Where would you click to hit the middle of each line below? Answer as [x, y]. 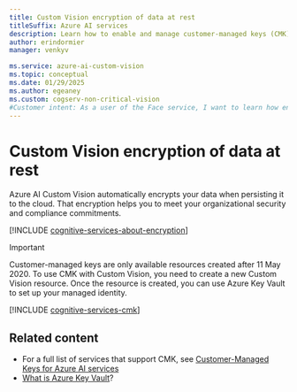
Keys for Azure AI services [70, 369]
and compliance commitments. [65, 213]
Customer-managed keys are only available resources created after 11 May [145, 265]
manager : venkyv [39, 50]
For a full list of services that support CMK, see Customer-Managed [145, 359]
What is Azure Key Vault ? [68, 378]
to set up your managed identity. [69, 293]
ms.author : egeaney [45, 91]
